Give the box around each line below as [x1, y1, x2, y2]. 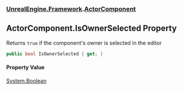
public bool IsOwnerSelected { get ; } [6, 50, 103, 57]
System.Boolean [6, 77, 47, 84]
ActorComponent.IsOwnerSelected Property [6, 23, 177, 34]
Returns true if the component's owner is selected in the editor [6, 39, 162, 46]
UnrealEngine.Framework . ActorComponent [6, 5, 136, 13]
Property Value [6, 64, 45, 71]
